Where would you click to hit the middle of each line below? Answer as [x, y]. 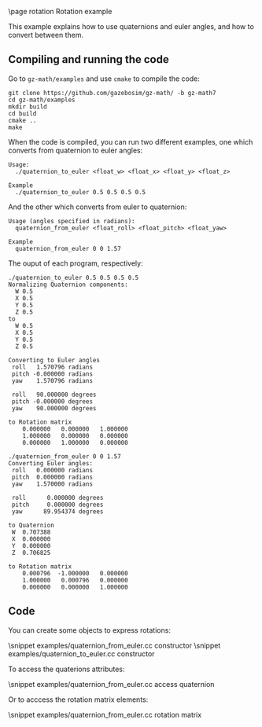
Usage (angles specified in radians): [72, 221]
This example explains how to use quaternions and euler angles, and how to [131, 26]
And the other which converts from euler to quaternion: [98, 207]
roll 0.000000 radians [52, 470]
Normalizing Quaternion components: [68, 285]
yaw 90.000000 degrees [54, 408]
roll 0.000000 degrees [57, 498]
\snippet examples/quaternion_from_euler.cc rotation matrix [105, 714]
